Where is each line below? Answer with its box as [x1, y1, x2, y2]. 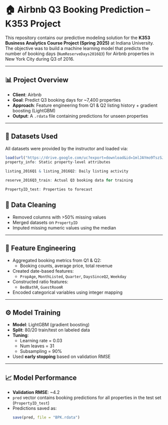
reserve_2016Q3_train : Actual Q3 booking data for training [5, 178, 133, 183]
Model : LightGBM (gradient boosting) [12, 322, 90, 328]
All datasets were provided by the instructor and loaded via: [5, 145, 128, 151]
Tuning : [12, 332, 29, 338]
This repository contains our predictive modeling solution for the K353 [5, 35, 150, 41]
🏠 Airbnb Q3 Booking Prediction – [5, 4, 150, 16]
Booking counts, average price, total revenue [19, 263, 112, 269]
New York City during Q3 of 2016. [5, 56, 74, 62]
